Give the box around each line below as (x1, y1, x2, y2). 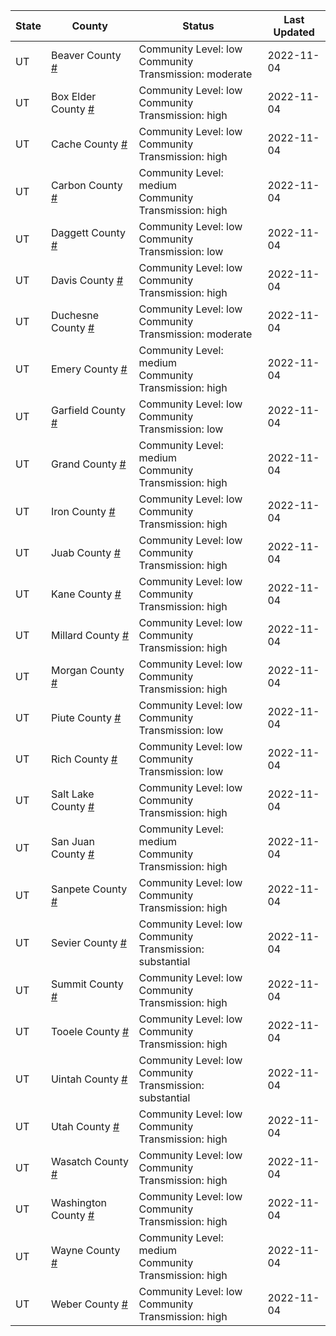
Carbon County (50, 179, 123, 192)
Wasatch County (50, 1155, 130, 1168)
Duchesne (50, 309, 100, 322)
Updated (273, 25, 315, 39)
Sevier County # (50, 936, 127, 949)
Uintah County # (50, 1072, 128, 1086)
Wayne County (50, 1244, 121, 1257)
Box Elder (50, 90, 97, 103)
